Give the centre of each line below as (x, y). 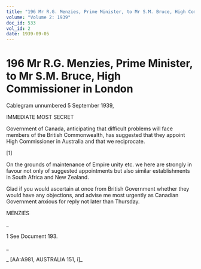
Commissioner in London (70, 89)
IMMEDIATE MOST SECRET (40, 117)
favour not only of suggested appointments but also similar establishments (98, 171)
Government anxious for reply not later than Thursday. (73, 201)
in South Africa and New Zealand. (48, 178)
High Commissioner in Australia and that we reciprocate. (76, 142)
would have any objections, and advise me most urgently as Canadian (92, 195)
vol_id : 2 (19, 28)
